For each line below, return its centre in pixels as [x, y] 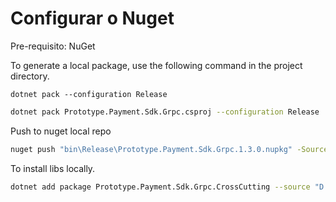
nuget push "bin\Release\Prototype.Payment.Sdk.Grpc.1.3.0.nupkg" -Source [169, 149]
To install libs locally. [53, 168]
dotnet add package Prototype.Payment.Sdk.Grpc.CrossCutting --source [160, 187]
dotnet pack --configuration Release [89, 94]
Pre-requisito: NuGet [53, 46]
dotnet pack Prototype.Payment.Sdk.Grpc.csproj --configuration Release [165, 112]
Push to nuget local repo [61, 131]
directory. [30, 76]
